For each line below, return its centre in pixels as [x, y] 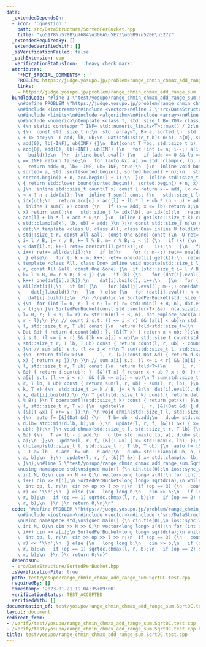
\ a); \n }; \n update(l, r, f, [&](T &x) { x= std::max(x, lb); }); [108, 441]
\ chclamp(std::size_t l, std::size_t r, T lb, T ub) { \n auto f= [105, 446]
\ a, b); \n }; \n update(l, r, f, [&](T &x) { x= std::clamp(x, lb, [108, 458]
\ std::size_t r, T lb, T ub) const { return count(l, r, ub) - [101, 343]
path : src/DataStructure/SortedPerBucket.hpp [77, 29]
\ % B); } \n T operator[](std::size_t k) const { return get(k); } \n [108, 401]
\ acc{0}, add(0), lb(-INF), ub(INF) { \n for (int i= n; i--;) [103, 149]
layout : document [29, 612]
